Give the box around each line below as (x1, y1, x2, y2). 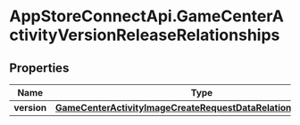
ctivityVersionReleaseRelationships (9, 25, 280, 45)
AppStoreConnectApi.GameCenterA (9, 6, 284, 27)
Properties (9, 60, 70, 75)
